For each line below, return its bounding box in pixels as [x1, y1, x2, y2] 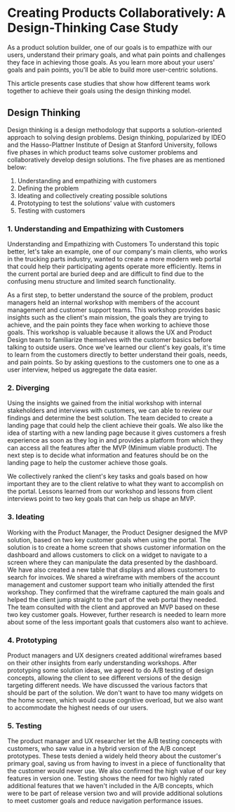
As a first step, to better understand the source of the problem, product [7, 291, 213, 299]
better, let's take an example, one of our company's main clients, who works [7, 247, 228, 256]
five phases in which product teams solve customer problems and [7, 148, 198, 156]
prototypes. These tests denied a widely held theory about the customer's [7, 752, 222, 760]
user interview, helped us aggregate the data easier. [7, 365, 158, 374]
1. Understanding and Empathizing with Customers [7, 223, 184, 233]
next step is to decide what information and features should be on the [7, 451, 208, 459]
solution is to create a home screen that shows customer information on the [7, 543, 226, 551]
